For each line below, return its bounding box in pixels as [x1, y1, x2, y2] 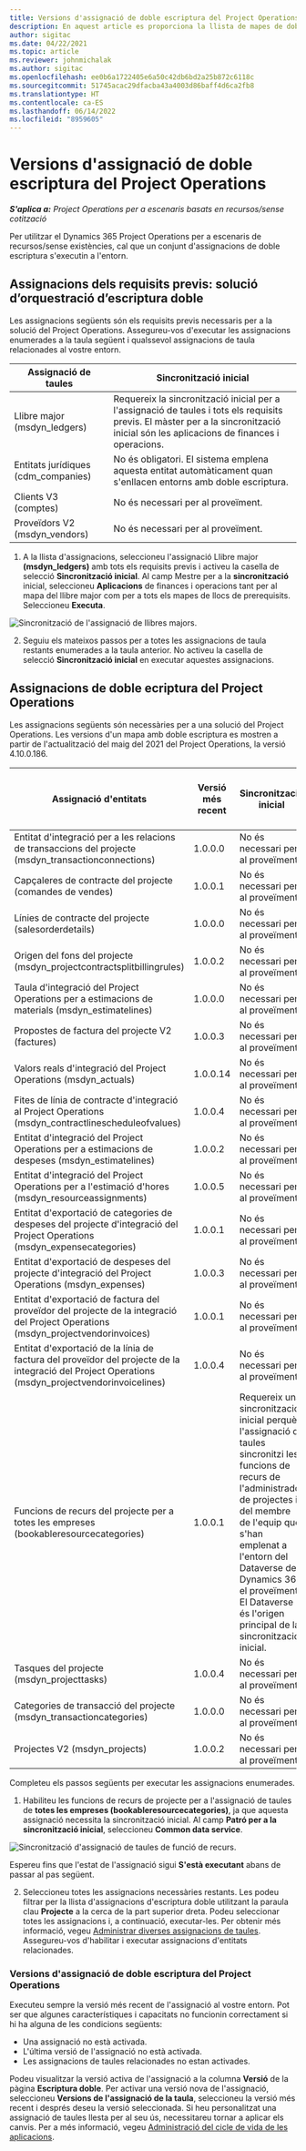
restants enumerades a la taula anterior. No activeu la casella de [22, 644, 264, 656]
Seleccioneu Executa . [22, 599, 106, 610]
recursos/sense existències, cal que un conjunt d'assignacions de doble [9, 240, 280, 251]
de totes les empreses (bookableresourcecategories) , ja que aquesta [22, 1804, 289, 1815]
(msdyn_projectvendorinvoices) [14, 1327, 151, 1340]
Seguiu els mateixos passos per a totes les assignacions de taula [22, 635, 267, 646]
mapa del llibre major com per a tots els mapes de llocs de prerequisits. [22, 589, 291, 601]
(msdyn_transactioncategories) [14, 1710, 148, 1723]
